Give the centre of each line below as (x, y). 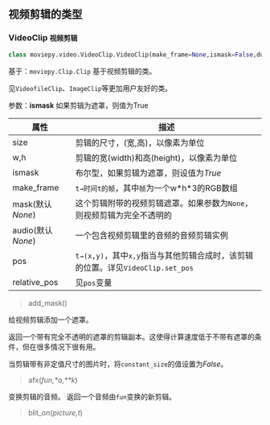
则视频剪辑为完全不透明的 (124, 215)
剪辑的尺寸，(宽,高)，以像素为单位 (140, 142)
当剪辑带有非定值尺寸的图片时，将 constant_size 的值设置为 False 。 (118, 364)
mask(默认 (32, 204)
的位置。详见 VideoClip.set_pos (135, 267)
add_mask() (48, 303)
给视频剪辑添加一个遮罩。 (51, 320)
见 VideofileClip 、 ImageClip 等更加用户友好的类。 (90, 88)
